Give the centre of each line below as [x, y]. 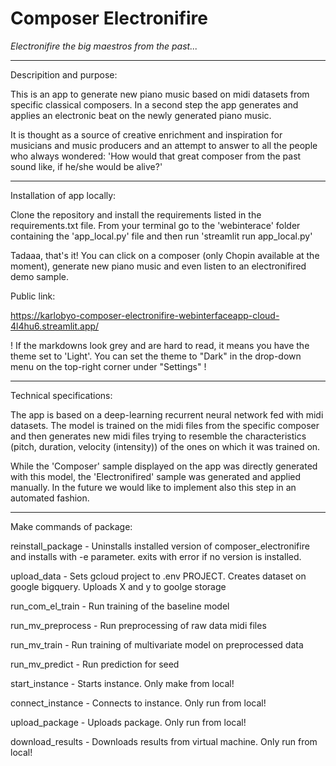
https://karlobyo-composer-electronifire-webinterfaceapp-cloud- [145, 315]
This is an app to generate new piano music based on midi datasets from [160, 94]
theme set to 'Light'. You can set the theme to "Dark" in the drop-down [156, 356]
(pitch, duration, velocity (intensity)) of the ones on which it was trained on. [165, 446]
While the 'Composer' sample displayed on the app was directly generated [164, 466]
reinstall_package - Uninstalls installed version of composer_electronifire [160, 546]
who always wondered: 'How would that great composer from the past [156, 156]
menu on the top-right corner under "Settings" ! [108, 366]
